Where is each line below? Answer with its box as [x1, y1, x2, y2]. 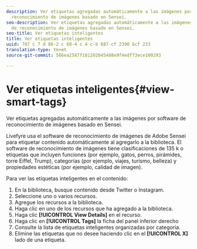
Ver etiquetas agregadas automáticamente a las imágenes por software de [6, 115, 186, 122]
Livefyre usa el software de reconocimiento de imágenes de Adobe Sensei [6, 132, 186, 139]
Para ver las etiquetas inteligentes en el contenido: [6, 174, 128, 182]
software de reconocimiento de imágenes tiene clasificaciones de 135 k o [6, 144, 184, 152]
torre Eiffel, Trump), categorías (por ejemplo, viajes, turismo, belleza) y [6, 157, 177, 164]
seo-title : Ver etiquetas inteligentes [6, 31, 104, 36]
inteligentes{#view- [75, 83, 175, 96]
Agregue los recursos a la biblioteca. [14, 198, 104, 206]
